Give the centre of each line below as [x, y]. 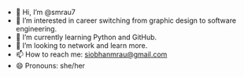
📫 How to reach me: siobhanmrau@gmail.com [91, 54]
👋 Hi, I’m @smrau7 [46, 12]
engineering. [36, 29]
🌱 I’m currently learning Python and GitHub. [86, 37]
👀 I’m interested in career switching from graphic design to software [126, 20]
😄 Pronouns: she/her [50, 66]
